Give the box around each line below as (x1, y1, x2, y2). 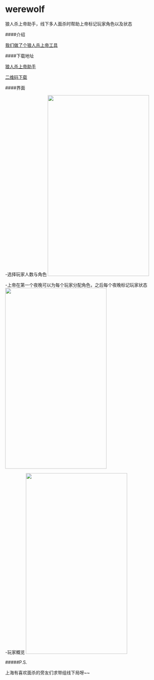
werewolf (5, 4, 45, 15)
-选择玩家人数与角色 (5, 271, 47, 277)
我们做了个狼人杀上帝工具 (5, 42, 58, 48)
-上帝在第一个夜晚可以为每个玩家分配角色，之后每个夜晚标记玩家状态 (5, 282, 147, 288)
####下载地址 (5, 53, 34, 59)
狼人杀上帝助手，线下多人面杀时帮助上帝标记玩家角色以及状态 (5, 21, 132, 27)
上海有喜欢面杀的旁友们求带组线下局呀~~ (5, 669, 90, 675)
